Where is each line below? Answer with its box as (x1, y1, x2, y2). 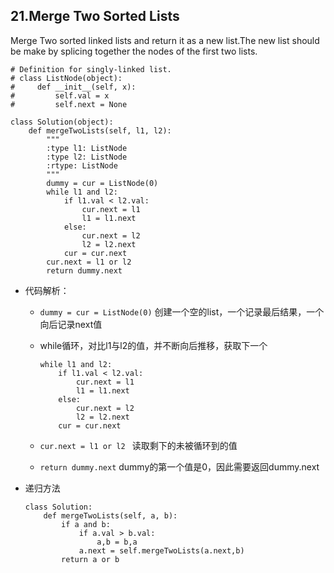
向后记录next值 (39, 318, 103, 330)
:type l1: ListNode (46, 143, 128, 153)
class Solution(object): (10, 117, 114, 127)
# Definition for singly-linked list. (10, 64, 172, 74)
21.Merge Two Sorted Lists (10, 8, 180, 25)
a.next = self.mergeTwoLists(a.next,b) (78, 545, 245, 556)
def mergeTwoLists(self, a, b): (43, 510, 178, 521)
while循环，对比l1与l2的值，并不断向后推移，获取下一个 (39, 339, 268, 351)
